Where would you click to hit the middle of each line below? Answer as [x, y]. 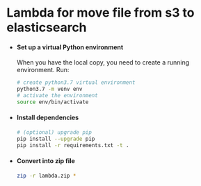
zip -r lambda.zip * [46, 176]
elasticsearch [47, 27]
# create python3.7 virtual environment [76, 83]
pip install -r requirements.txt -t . [73, 145]
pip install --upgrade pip [56, 139]
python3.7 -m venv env [49, 89]
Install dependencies [48, 118]
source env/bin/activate [53, 102]
